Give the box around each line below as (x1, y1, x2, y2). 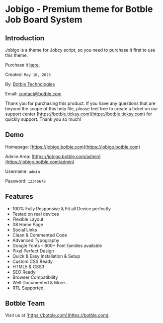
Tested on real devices (12, 211, 59, 217)
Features (5, 192, 33, 201)
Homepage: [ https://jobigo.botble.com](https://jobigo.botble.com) (5, 144, 141, 150)
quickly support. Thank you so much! (5, 116, 81, 122)
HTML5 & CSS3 (12, 263, 45, 269)
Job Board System (5, 14, 83, 25)
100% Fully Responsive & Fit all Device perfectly (12, 205, 111, 212)
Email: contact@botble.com (5, 91, 62, 96)
